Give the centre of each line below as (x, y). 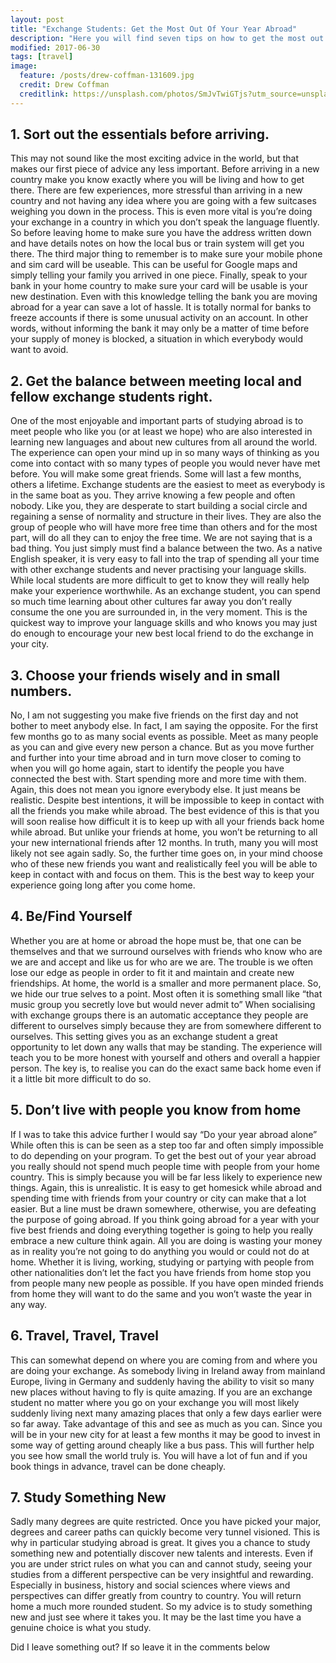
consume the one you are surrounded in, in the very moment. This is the (159, 612)
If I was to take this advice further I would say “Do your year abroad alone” (164, 1134)
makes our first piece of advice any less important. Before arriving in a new (165, 169)
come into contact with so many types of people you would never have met (165, 463)
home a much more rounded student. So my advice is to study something (161, 1607)
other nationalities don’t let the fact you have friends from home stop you (161, 1272)
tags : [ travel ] (42, 57)
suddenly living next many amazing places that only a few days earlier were (166, 1413)
